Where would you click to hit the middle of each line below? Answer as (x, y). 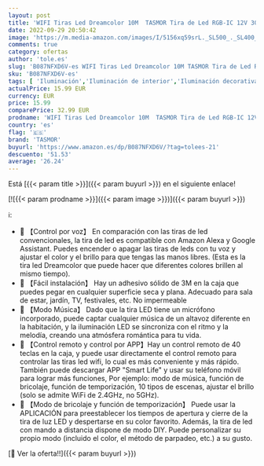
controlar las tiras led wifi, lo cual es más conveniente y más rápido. (129, 361)
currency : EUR (31, 96)
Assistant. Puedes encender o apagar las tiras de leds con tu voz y (127, 249)
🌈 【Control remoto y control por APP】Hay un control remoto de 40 (130, 345)
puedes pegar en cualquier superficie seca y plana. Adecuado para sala (136, 292)
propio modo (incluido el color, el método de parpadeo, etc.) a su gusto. (136, 438)
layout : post (29, 15)
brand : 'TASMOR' (35, 139)
